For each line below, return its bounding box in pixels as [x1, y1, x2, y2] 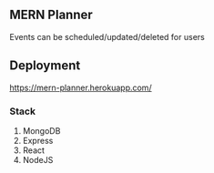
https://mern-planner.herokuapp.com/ [9, 82, 152, 93]
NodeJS [22, 154, 54, 165]
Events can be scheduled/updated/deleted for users [9, 31, 205, 42]
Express [22, 135, 54, 146]
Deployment [9, 58, 81, 74]
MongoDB [22, 125, 61, 136]
